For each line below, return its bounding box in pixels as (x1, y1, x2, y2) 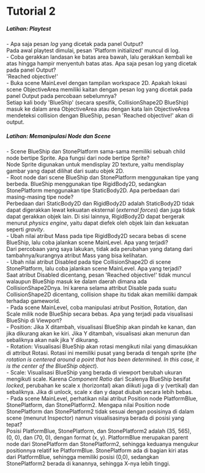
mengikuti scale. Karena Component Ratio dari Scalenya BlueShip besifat (6, 375, 191, 383)
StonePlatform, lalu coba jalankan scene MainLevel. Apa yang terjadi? (6, 265, 182, 272)
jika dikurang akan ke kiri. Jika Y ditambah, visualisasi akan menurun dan (6, 330, 190, 337)
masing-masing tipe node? (6, 193, 74, 201)
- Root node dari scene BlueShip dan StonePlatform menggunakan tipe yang (6, 174, 199, 181)
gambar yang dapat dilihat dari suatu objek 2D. (6, 167, 124, 175)
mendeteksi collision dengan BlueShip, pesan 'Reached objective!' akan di (6, 112, 194, 119)
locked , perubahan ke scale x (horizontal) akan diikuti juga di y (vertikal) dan (6, 382, 199, 389)
